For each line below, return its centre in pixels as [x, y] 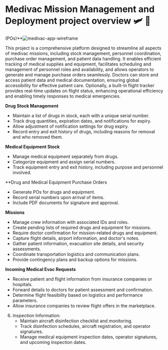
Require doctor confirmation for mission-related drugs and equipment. [85, 233]
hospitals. [23, 284]
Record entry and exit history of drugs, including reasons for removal [84, 131]
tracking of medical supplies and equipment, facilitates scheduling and [78, 64]
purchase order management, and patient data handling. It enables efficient [83, 58]
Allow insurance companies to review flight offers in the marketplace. [84, 306]
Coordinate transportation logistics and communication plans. [76, 254]
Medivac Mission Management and [80, 9]
